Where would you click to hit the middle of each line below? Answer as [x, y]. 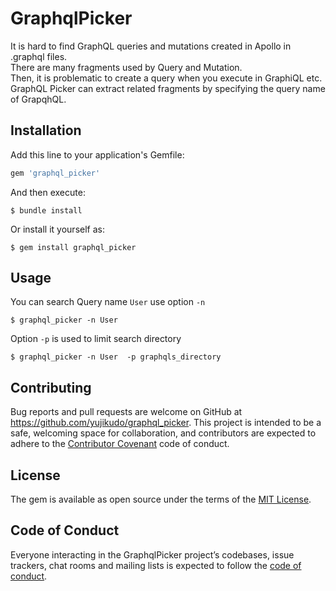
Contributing [51, 387]
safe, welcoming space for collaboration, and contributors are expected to [163, 433]
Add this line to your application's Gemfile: [97, 154]
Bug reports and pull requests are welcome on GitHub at [126, 412]
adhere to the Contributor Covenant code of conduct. [120, 444]
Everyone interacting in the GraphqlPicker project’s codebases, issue [152, 554]
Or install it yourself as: [57, 229]
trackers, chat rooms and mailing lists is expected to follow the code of [156, 565]
